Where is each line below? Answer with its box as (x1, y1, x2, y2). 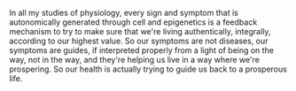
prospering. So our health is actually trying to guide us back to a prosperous (9, 64, 288, 74)
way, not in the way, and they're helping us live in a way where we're (9, 55, 260, 64)
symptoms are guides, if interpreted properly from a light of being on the (9, 45, 275, 56)
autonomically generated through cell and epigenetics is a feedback (9, 17, 258, 27)
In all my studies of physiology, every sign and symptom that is (9, 8, 239, 18)
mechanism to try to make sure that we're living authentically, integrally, (9, 27, 271, 36)
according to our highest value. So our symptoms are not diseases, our (9, 35, 269, 46)
